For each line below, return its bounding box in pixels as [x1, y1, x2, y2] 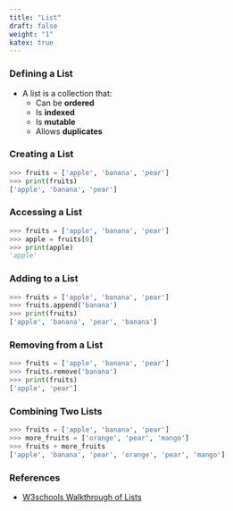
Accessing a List [9, 206, 83, 219]
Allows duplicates [35, 126, 103, 137]
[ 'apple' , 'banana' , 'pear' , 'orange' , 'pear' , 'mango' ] [9, 450, 226, 459]
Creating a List [9, 148, 74, 161]
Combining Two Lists [9, 405, 103, 417]
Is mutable [35, 116, 76, 127]
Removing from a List [9, 339, 104, 351]
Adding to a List [9, 272, 79, 285]
